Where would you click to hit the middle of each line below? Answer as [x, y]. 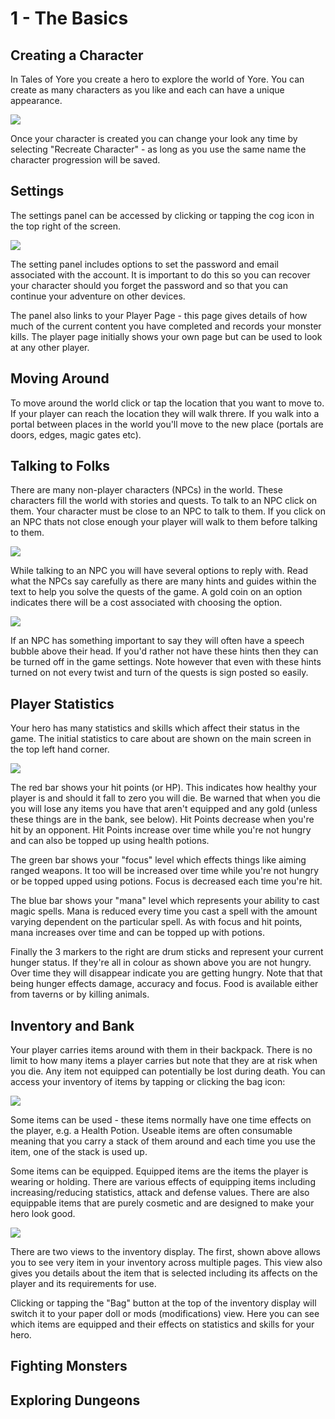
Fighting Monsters [69, 1366]
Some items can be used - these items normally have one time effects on [161, 1120]
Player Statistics [62, 703]
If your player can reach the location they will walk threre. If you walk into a [165, 413]
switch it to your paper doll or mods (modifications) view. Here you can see [165, 1314]
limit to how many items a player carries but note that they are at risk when [164, 1061]
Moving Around [60, 378]
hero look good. [43, 1214]
